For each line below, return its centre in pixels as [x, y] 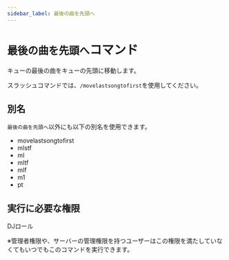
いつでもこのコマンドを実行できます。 [79, 250]
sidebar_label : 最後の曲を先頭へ [51, 13]
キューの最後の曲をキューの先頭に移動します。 [74, 71]
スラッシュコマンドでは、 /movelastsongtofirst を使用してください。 [105, 85]
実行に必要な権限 [44, 208]
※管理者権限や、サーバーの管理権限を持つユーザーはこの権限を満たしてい [112, 241]
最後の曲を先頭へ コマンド [73, 50]
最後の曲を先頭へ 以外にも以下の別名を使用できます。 [79, 127]
